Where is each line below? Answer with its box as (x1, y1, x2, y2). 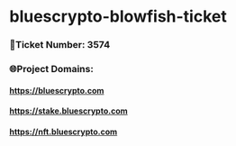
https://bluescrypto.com (9, 85, 104, 96)
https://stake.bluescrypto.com (9, 105, 128, 116)
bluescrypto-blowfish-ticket (9, 6, 227, 27)
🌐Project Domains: (9, 63, 95, 76)
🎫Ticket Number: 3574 (9, 39, 111, 51)
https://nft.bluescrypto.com (9, 126, 118, 137)
